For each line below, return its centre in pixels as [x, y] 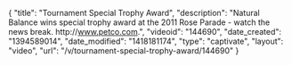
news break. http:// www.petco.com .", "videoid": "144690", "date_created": [145, 32]
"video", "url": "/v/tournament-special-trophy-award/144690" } [124, 51]
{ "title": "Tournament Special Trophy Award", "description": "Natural [134, 13]
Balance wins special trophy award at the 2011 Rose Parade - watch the [139, 22]
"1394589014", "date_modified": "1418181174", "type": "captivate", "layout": [146, 41]
